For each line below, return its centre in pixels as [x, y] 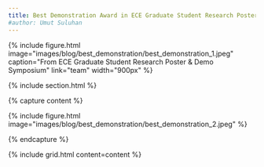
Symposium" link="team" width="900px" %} [81, 70]
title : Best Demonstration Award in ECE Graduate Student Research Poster [133, 15]
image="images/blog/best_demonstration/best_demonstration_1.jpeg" [121, 53]
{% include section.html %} [53, 85]
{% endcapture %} [38, 139]
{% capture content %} [46, 100]
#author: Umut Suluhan [45, 23]
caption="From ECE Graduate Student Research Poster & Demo [111, 62]
